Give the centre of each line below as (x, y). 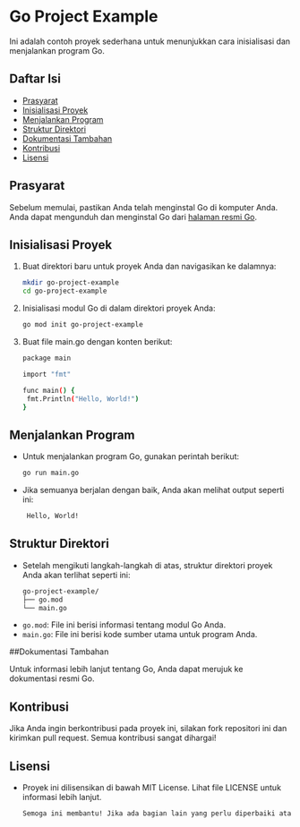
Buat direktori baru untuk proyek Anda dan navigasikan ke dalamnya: (149, 267)
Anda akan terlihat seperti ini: (77, 575)
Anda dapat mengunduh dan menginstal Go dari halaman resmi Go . (133, 217)
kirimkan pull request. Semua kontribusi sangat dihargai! (113, 738)
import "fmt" (47, 374)
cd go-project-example (64, 291)
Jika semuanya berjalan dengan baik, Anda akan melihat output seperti (153, 490)
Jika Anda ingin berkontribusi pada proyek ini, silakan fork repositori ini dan (148, 729)
